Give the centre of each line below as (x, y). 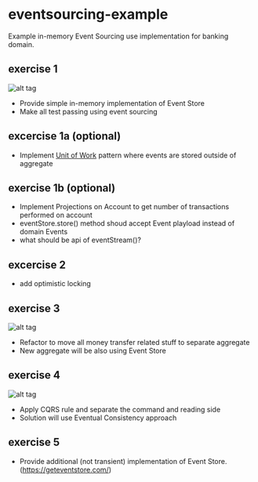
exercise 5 (34, 442)
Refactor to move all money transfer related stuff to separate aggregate (134, 342)
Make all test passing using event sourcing (89, 111)
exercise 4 (34, 375)
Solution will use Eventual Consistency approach (98, 418)
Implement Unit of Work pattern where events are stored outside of (128, 155)
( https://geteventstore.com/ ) (65, 469)
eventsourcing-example (88, 14)
